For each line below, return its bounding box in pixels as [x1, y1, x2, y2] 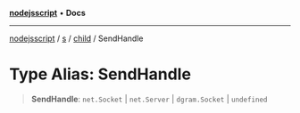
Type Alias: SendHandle [9, 64, 192, 85]
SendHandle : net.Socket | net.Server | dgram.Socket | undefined [30, 93, 268, 104]
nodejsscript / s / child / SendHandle [9, 33, 144, 44]
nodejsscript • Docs [9, 8, 87, 18]
